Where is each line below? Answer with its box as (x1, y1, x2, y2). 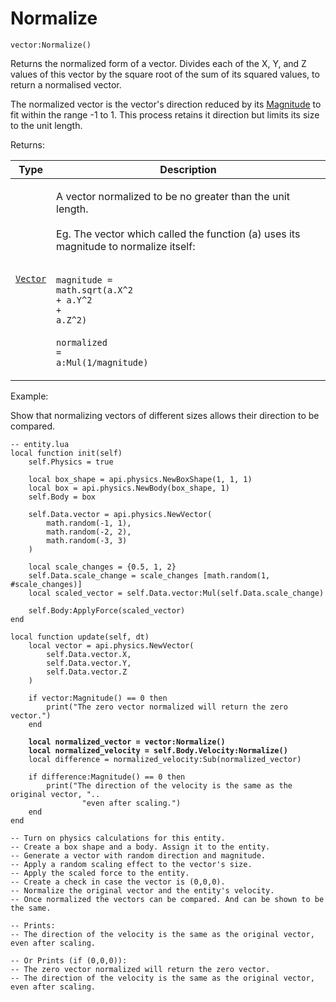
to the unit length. (10, 119, 83, 131)
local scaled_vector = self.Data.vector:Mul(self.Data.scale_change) (28, 588, 325, 598)
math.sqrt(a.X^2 (56, 284, 133, 296)
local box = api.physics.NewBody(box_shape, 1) (28, 483, 230, 493)
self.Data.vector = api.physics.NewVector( (28, 509, 213, 519)
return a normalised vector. (10, 78, 122, 91)
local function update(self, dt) (10, 632, 150, 642)
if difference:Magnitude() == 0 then (28, 772, 186, 782)
